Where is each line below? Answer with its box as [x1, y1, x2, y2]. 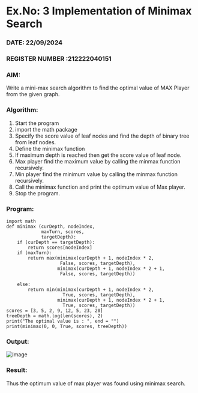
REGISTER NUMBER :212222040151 [6, 55, 112, 63]
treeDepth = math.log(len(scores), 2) [6, 312, 103, 319]
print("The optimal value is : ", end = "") [6, 318, 119, 324]
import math [6, 218, 36, 224]
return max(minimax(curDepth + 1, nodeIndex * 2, [28, 255, 154, 261]
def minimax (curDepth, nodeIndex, [6, 224, 95, 230]
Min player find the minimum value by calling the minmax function [14, 170, 178, 178]
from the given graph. [6, 91, 60, 98]
